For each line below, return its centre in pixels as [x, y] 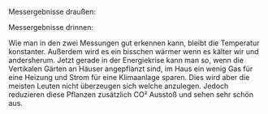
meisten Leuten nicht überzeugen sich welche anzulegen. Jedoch [119, 86]
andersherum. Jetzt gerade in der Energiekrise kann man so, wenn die [126, 60]
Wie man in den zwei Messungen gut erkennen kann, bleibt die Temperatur [134, 43]
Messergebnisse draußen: [52, 12]
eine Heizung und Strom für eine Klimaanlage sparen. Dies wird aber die [129, 77]
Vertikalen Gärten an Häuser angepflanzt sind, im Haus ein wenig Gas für [131, 69]
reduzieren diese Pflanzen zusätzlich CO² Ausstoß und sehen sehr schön [131, 95]
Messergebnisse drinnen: [51, 27]
